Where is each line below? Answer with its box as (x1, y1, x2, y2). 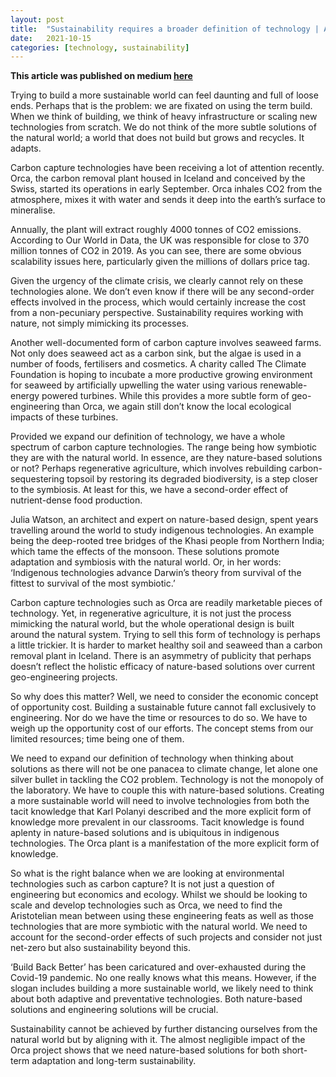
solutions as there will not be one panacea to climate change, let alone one (10, 763, 319, 775)
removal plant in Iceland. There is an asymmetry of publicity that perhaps (10, 650, 312, 662)
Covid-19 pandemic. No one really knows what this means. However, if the (10, 972, 317, 984)
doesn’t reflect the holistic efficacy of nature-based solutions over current (10, 661, 316, 673)
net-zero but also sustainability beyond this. (10, 942, 191, 954)
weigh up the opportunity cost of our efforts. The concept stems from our (10, 722, 314, 735)
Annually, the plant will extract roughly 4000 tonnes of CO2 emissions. (10, 224, 302, 236)
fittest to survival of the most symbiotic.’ (10, 577, 176, 590)
